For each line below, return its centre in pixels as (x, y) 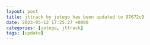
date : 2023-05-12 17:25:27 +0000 (47, 22)
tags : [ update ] (25, 33)
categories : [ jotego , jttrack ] (45, 28)
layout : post (22, 11)
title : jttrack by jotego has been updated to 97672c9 (75, 17)
